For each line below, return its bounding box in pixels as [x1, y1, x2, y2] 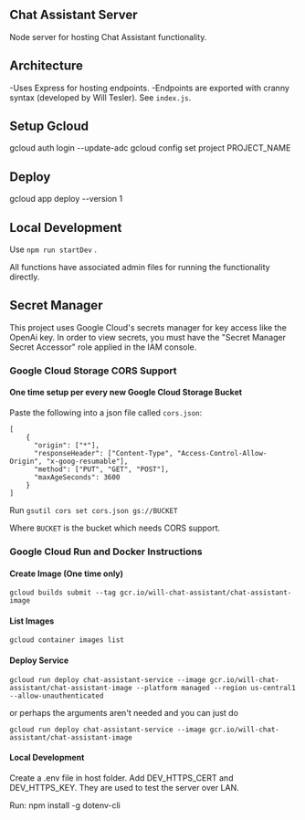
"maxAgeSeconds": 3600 [33, 473, 121, 482]
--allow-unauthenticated [9, 691, 104, 700]
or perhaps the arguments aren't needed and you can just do [9, 707, 239, 718]
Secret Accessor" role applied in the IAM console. [9, 342, 197, 352]
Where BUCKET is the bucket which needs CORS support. [9, 522, 221, 533]
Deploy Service [9, 655, 69, 666]
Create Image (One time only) [9, 568, 124, 579]
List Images [9, 615, 55, 626]
